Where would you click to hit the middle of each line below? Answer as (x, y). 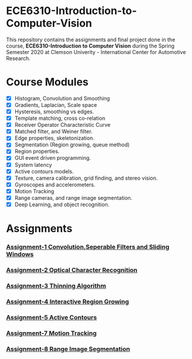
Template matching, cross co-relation (60, 118)
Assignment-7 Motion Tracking (51, 333)
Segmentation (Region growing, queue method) (72, 145)
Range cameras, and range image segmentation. (73, 197)
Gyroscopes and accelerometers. (55, 184)
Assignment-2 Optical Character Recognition (72, 270)
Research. (18, 58)
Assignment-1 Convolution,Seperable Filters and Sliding (88, 247)
